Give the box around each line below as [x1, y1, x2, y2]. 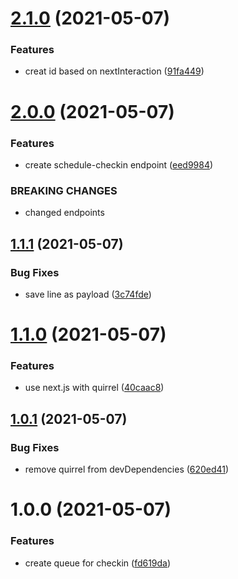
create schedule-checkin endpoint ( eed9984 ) [24, 158, 214, 171]
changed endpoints [24, 207, 105, 219]
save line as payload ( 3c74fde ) [24, 288, 152, 300]
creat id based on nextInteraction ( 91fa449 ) [24, 65, 205, 77]
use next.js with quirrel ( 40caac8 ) [24, 382, 165, 394]
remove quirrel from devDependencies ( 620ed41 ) [24, 463, 230, 476]
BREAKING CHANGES [10, 183, 118, 197]
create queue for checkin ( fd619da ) [24, 557, 172, 569]
